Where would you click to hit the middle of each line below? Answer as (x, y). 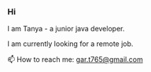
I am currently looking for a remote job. (70, 44)
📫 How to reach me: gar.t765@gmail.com (75, 59)
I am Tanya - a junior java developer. (66, 29)
